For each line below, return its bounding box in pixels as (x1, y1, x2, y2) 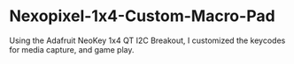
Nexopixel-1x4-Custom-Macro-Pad (9, 6, 276, 26)
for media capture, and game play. (9, 44, 135, 54)
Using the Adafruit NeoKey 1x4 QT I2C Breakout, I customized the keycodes (9, 35, 286, 46)
